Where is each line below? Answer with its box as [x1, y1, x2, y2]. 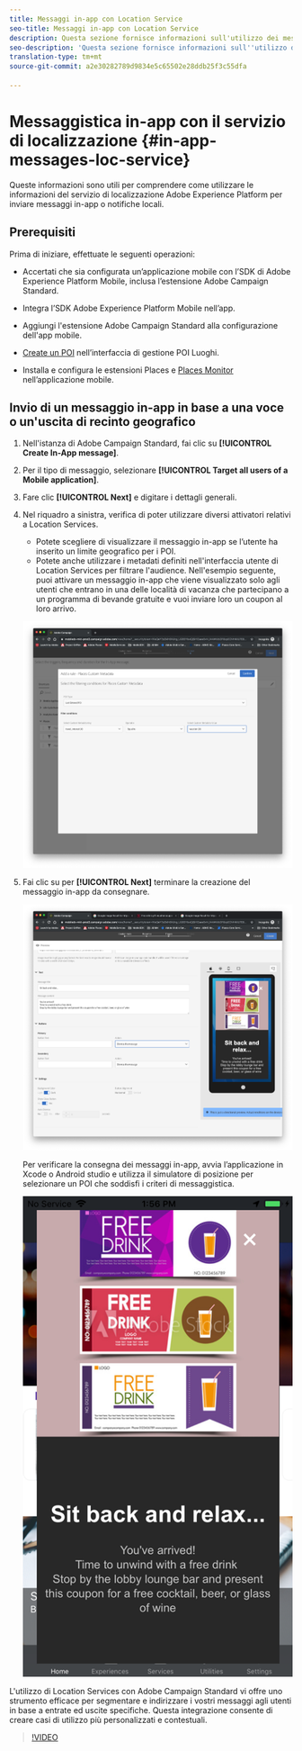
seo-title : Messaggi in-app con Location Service [9, 23, 200, 33]
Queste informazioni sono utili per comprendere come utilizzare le [9, 179, 254, 190]
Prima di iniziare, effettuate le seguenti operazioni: [9, 248, 196, 259]
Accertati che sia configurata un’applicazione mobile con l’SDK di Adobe [22, 266, 291, 276]
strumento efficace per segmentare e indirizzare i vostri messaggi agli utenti [9, 1695, 292, 1706]
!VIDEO [31, 1732, 58, 1743]
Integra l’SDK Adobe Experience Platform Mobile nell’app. [22, 302, 235, 313]
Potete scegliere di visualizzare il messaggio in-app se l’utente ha [35, 537, 279, 547]
